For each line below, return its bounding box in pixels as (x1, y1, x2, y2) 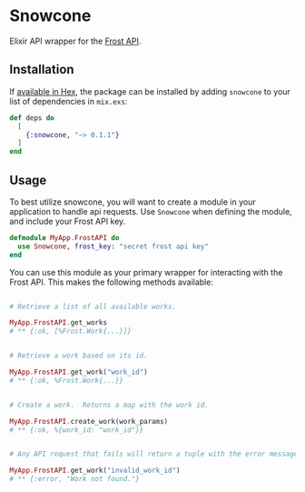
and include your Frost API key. (9, 216, 126, 226)
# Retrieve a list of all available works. (9, 302, 177, 311)
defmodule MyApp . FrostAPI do (9, 233, 120, 242)
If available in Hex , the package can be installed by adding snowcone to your (9, 85, 290, 96)
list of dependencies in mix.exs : (9, 95, 128, 106)
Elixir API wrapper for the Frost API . (9, 35, 142, 46)
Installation (9, 62, 74, 77)
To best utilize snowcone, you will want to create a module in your (9, 196, 256, 207)
